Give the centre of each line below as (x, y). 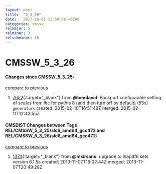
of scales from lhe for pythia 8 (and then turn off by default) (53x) (80, 103)
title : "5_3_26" (23, 15)
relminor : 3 (18, 33)
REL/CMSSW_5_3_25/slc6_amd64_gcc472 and (55, 130)
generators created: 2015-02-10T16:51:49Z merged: (66, 108)
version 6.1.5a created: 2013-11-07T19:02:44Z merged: (69, 162)
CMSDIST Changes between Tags (41, 125)
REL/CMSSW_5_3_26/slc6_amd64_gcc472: (51, 135)
